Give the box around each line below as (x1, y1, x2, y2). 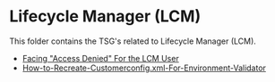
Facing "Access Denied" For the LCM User (21, 53, 179, 63)
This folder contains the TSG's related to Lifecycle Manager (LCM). (9, 36, 257, 46)
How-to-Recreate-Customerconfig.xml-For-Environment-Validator (21, 62, 267, 73)
